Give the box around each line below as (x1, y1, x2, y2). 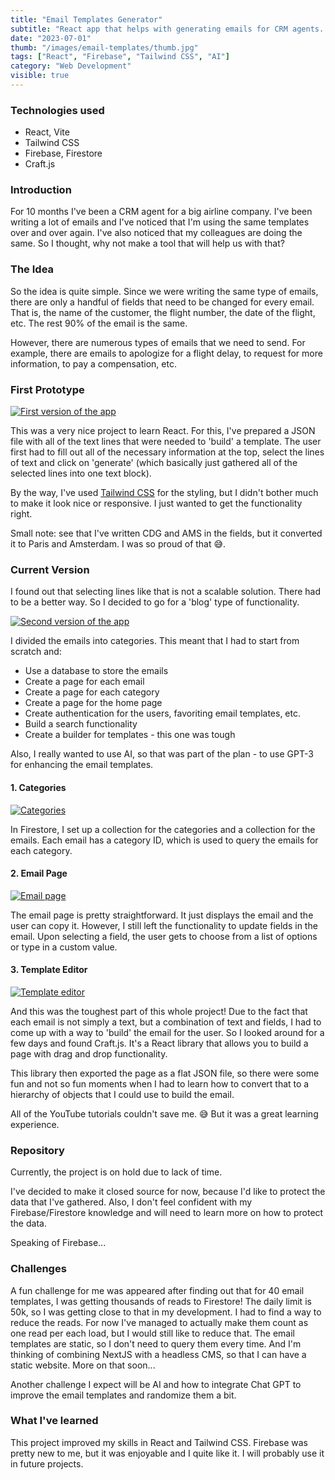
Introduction (10, 183, 72, 197)
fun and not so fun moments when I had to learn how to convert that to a (10, 1077, 310, 1090)
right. (10, 508, 33, 520)
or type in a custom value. (10, 941, 118, 953)
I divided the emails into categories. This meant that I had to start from (10, 635, 300, 647)
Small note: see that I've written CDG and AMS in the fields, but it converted (10, 527, 323, 540)
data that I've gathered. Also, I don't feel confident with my (10, 1196, 253, 1208)
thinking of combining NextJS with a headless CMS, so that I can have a (10, 1348, 307, 1360)
